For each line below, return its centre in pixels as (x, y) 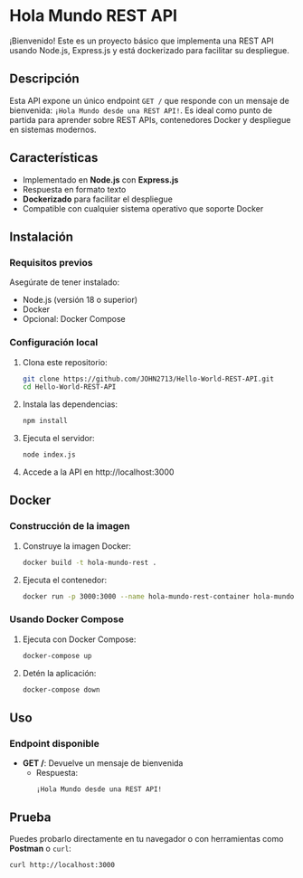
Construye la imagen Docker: (76, 546)
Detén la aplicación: (59, 673)
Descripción (44, 79)
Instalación (42, 236)
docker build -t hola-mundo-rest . (90, 562)
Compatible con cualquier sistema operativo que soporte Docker (143, 208)
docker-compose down (61, 689)
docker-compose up (57, 656)
